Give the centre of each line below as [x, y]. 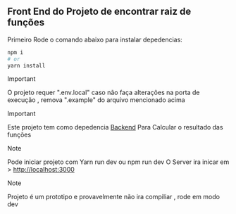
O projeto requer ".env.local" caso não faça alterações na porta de [104, 93]
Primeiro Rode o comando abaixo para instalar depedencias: [95, 39]
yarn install [26, 65]
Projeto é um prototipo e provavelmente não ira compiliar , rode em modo [114, 197]
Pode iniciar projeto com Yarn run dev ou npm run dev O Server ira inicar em [118, 162]
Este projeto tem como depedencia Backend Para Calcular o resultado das [115, 127]
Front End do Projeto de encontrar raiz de [99, 12]
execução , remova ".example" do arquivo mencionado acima [96, 100]
